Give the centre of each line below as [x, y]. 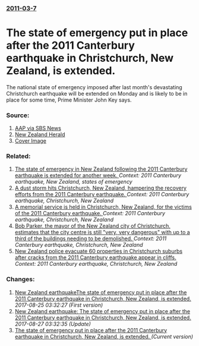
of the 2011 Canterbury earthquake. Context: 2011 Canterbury [90, 213]
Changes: [20, 279]
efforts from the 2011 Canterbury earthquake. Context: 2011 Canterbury [102, 194]
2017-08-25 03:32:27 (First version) [59, 305]
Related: [18, 156]
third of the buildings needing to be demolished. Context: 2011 [91, 238]
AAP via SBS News [38, 128]
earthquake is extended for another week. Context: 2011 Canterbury [98, 175]
